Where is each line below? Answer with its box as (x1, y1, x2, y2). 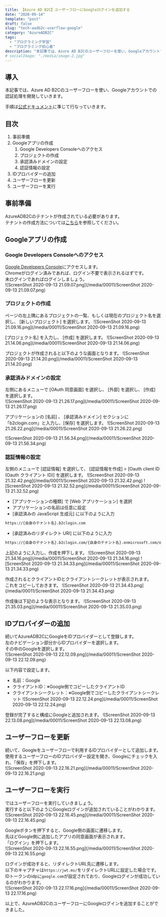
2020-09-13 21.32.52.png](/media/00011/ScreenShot (31, 483, 140, 489)
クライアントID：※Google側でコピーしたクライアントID (12, 684, 125, 689)
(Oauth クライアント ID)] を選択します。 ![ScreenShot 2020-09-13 (5, 472, 140, 478)
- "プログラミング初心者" (9, 44, 55, 49)
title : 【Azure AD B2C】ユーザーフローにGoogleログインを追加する (5, 7, 130, 12)
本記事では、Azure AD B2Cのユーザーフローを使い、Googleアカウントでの (5, 87, 157, 93)
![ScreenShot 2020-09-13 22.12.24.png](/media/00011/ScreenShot (22, 696, 158, 702)
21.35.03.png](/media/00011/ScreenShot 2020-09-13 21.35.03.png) (5, 604, 142, 610)
